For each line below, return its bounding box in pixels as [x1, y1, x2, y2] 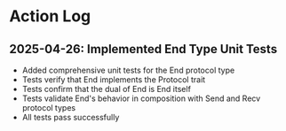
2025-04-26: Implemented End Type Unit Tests [9, 42, 278, 57]
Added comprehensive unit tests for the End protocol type [21, 65, 235, 75]
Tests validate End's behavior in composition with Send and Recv [21, 93, 261, 104]
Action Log [9, 6, 91, 27]
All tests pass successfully [21, 112, 120, 122]
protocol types [21, 103, 76, 112]
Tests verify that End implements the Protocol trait [21, 74, 206, 85]
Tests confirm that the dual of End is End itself [21, 84, 191, 94]
